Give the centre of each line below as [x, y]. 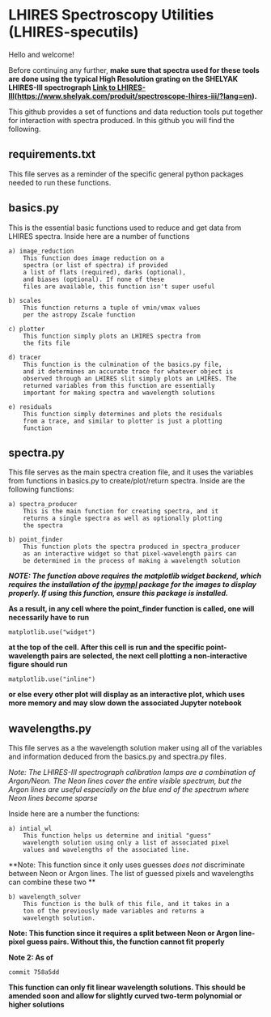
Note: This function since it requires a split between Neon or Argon [123, 934]
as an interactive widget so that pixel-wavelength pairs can [130, 554]
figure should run [38, 665]
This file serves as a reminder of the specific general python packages [126, 174]
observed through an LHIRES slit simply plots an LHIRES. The [130, 378]
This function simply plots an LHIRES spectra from [112, 336]
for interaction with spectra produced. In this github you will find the [121, 120]
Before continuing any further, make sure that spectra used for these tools [134, 70]
